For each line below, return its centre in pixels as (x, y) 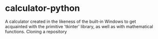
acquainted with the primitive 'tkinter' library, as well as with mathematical (79, 26)
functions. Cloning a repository (36, 31)
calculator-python (43, 8)
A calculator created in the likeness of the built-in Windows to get (70, 21)
